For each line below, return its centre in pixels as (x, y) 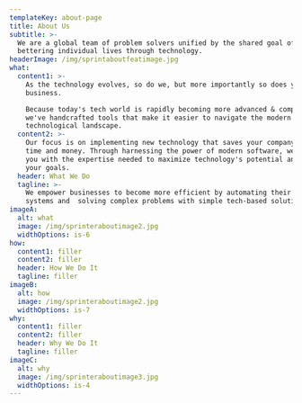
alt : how (34, 293)
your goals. (48, 167)
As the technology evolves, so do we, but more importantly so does (156, 85)
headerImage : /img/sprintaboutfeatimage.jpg (94, 59)
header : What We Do (54, 176)
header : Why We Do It (58, 344)
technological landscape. (74, 126)
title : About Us (40, 26)
